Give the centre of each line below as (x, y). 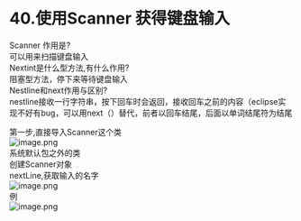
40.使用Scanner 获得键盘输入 (120, 18)
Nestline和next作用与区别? (59, 90)
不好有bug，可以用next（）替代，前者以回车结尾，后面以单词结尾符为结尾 (155, 113)
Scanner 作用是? (40, 45)
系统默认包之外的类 (45, 152)
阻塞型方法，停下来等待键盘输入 (68, 78)
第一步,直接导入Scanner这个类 (65, 132)
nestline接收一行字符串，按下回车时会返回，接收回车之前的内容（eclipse (144, 101)
